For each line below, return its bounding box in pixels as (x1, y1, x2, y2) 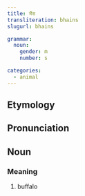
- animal (13, 73, 39, 80)
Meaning (7, 166, 38, 176)
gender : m (19, 48, 48, 55)
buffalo (17, 182, 38, 190)
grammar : (7, 35, 32, 42)
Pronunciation (7, 122, 70, 135)
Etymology (7, 99, 55, 111)
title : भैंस (7, 10, 36, 17)
